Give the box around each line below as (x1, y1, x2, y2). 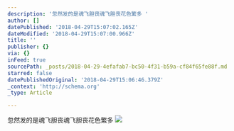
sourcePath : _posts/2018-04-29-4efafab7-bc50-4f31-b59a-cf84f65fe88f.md (7, 63, 228, 70)
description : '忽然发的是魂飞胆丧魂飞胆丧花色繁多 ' (7, 10, 149, 18)
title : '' (7, 37, 37, 44)
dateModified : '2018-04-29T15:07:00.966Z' (7, 30, 135, 38)
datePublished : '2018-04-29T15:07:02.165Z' (7, 23, 139, 30)
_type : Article (7, 89, 53, 96)
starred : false (7, 69, 53, 76)
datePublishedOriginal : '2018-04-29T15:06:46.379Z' (7, 76, 164, 84)
